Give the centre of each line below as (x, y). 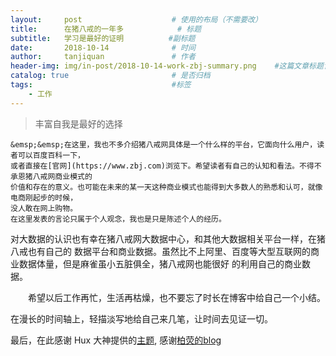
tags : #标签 (101, 85)
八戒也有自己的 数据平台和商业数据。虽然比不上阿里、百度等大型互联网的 (160, 251)
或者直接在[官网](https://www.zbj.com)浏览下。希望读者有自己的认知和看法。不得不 (166, 166)
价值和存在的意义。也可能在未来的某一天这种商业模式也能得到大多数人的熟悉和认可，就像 (166, 187)
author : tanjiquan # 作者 (103, 57)
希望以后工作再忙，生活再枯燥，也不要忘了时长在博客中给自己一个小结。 (177, 297)
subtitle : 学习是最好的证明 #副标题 (103, 38)
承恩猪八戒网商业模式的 (51, 176)
